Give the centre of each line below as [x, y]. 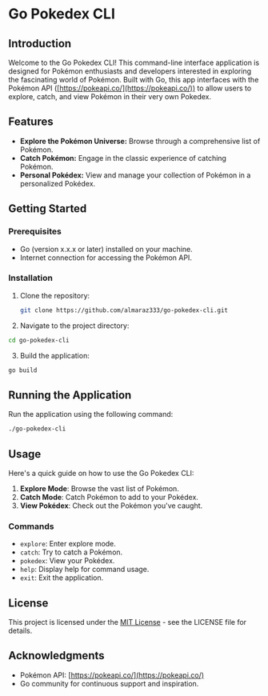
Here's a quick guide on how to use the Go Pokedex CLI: [101, 473]
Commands [31, 526]
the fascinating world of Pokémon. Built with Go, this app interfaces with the [134, 80]
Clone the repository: [55, 295]
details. [20, 631]
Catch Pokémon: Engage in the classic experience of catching [123, 158]
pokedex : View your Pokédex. [67, 561]
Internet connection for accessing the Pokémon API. [106, 258]
